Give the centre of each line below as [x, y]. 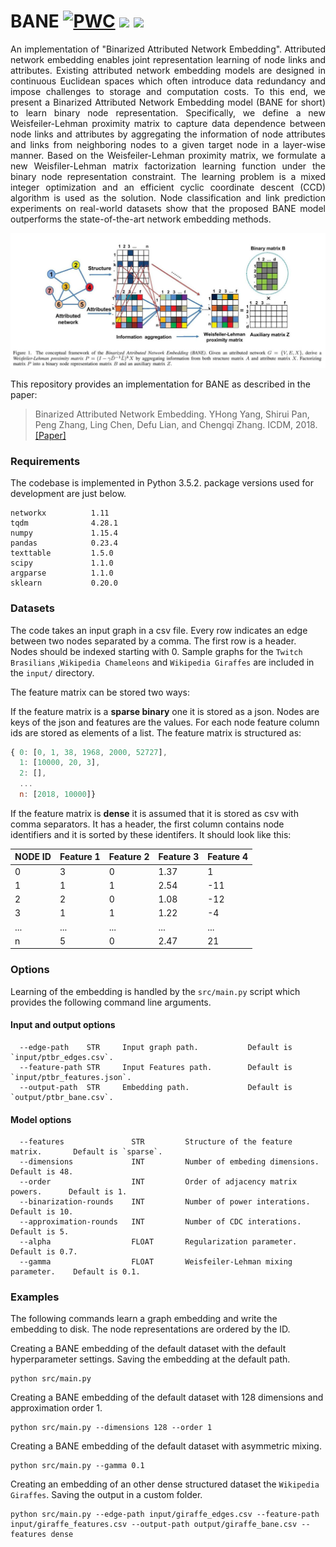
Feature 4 [227, 857]
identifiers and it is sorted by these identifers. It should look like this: [151, 834]
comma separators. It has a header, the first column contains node [147, 824]
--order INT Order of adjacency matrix [158, 1182]
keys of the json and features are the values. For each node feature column [165, 722]
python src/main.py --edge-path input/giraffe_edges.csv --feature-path [165, 1515]
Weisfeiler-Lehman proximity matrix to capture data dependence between [168, 123]
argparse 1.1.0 [62, 573]
